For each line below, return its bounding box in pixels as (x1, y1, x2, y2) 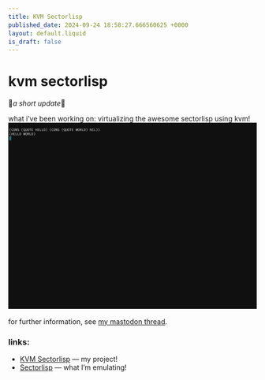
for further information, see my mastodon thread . (8, 316, 168, 326)
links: (8, 336, 30, 347)
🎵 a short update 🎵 (8, 99, 65, 108)
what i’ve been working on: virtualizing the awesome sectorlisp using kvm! (8, 114, 251, 124)
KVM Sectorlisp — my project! (19, 354, 118, 363)
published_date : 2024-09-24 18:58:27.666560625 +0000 (8, 20, 189, 29)
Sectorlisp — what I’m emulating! (19, 363, 128, 372)
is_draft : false (8, 38, 62, 46)
